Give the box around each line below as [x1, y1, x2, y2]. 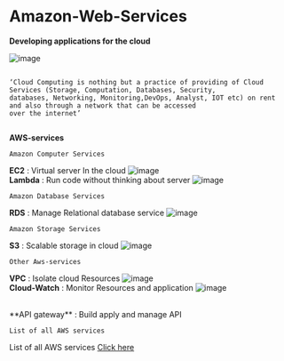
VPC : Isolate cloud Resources [9, 273, 121, 284]
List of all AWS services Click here [9, 341, 135, 352]
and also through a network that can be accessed [9, 100, 197, 110]
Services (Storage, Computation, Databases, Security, [9, 85, 217, 94]
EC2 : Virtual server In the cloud [9, 164, 126, 175]
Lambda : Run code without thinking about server [9, 174, 191, 185]
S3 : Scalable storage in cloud [9, 240, 119, 251]
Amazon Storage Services [9, 224, 101, 233]
